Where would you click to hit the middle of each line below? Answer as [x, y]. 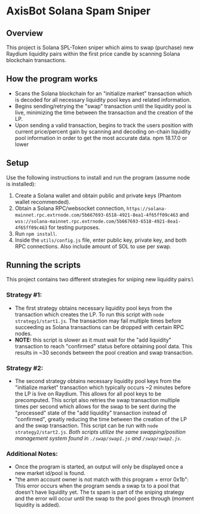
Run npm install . [36, 233]
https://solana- [147, 209]
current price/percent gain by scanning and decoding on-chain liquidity [103, 131]
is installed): [21, 184]
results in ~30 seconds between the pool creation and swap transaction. [104, 352]
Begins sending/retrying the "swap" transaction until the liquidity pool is [103, 106]
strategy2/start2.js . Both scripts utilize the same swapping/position [100, 432]
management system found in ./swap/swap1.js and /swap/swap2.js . [98, 439]
